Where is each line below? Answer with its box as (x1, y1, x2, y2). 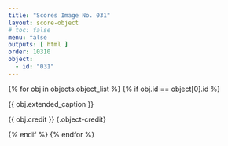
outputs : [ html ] (8, 41, 68, 49)
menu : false (8, 33, 47, 42)
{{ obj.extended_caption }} (8, 99, 94, 108)
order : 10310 (8, 48, 51, 56)
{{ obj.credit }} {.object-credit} (8, 115, 106, 124)
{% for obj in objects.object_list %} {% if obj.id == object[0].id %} (8, 84, 221, 93)
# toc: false (8, 26, 51, 34)
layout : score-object (8, 19, 79, 27)
